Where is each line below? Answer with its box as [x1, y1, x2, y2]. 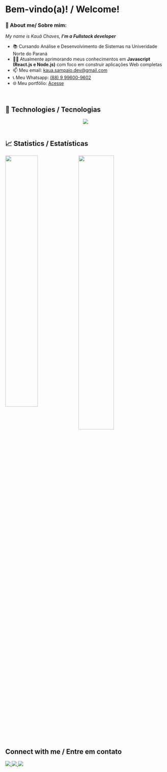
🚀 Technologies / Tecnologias [5, 105, 101, 114]
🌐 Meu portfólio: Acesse [12, 80, 64, 86]
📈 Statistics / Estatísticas [5, 139, 89, 148]
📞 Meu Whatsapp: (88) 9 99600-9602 [12, 75, 92, 81]
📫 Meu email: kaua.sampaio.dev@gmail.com [12, 67, 108, 73]
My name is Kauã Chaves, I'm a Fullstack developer [5, 33, 116, 39]
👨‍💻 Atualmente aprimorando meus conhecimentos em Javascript [12, 56, 150, 62]
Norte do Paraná [12, 51, 47, 57]
